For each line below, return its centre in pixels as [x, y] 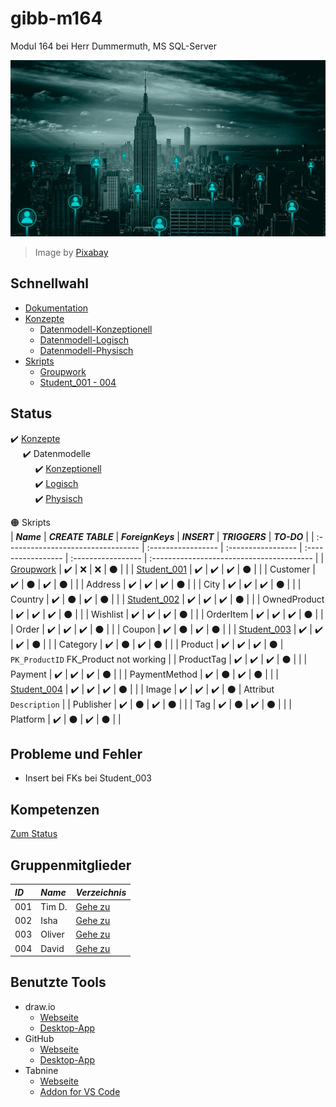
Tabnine [41, 1070]
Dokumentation [56, 308]
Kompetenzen [55, 809]
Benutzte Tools [58, 982]
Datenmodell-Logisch [84, 339]
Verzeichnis [101, 892]
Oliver [52, 934]
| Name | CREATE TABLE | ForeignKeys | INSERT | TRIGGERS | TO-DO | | [162, 536]
